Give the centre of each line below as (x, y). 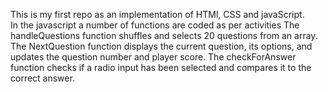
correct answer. (42, 78)
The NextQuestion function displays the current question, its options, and (161, 46)
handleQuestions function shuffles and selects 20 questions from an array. (164, 35)
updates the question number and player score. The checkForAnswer (153, 57)
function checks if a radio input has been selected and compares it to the (161, 67)
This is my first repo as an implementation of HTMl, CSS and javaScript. (157, 14)
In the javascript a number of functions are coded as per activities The (155, 25)
